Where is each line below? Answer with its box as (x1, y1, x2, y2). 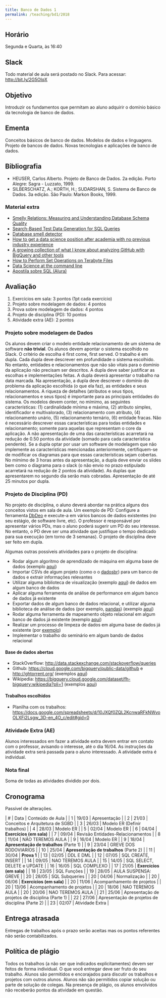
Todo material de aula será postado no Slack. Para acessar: (5, 71, 126, 77)
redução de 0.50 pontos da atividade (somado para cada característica (5, 435, 151, 441)
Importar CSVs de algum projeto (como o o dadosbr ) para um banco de (12, 569, 159, 575)
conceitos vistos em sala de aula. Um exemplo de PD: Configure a (5, 507, 140, 513)
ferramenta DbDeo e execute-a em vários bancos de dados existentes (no (5, 513, 157, 519)
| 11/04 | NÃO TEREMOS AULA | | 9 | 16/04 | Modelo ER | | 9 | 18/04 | (5, 837, 145, 843)
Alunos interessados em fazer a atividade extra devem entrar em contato (5, 738, 154, 744)
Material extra (5, 204, 40, 211)
